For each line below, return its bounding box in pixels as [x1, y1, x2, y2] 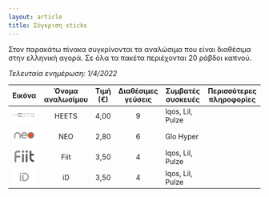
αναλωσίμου [43, 94, 88, 104]
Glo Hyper [165, 131, 199, 141]
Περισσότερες [207, 86, 258, 95]
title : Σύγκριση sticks [8, 21, 88, 30]
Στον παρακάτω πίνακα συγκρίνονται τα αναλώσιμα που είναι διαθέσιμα [8, 44, 251, 54]
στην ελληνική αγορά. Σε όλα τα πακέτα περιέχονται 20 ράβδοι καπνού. [8, 53, 252, 62]
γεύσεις [124, 94, 152, 104]
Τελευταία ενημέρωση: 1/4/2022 [8, 68, 118, 78]
